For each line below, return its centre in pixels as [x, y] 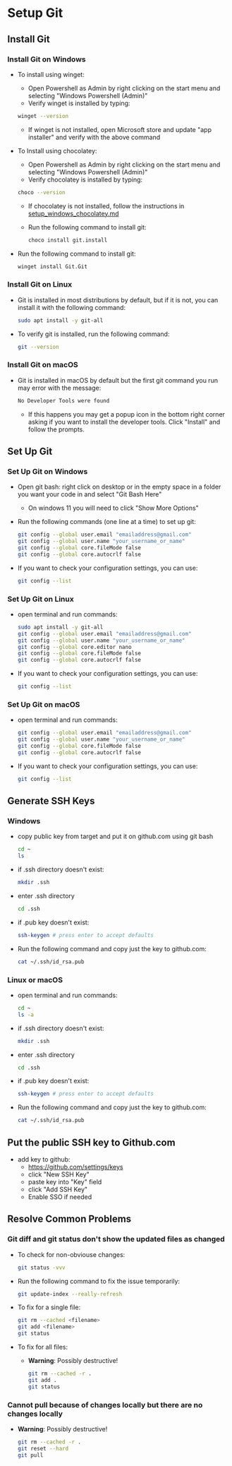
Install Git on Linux [40, 285]
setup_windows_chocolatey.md [73, 213]
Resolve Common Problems [69, 1219]
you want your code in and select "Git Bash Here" [90, 494]
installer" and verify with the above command [94, 137]
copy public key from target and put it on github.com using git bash [115, 836]
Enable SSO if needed [60, 1197]
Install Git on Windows [47, 59]
